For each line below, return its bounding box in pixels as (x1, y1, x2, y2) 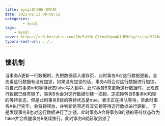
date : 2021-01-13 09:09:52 (5, 12, 60, 17)
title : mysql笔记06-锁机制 (5, 7, 56, 12)
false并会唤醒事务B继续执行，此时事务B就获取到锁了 (5, 115, 111, 121)
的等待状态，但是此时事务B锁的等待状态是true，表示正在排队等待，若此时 (5, 97, 154, 103)
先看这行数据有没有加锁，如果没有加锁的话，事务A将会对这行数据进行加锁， (5, 78, 159, 84)
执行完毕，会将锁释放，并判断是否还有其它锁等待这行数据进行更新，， (12, 103, 152, 109)
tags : (5, 25, 16, 30)
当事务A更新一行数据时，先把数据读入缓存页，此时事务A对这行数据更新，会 (5, 72, 158, 78)
